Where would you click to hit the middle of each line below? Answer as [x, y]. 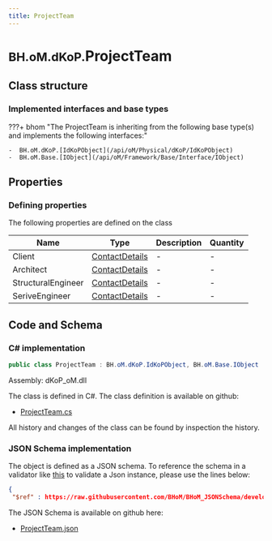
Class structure [48, 86]
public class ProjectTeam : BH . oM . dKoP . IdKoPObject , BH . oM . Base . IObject [134, 365]
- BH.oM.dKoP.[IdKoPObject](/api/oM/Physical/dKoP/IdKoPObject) [121, 150]
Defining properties [48, 205]
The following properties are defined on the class [90, 223]
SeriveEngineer [42, 296]
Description [179, 243]
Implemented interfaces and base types [88, 109]
